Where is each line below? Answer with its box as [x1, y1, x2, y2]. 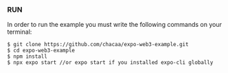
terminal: [7, 28, 32, 36]
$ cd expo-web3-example [7, 47, 76, 54]
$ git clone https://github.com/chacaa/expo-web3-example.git [7, 41, 189, 48]
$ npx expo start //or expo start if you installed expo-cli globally [7, 59, 214, 66]
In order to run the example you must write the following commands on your [7, 21, 222, 29]
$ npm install [7, 53, 48, 60]
